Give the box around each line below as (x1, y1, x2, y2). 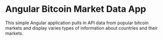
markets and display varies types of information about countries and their (5, 25, 158, 31)
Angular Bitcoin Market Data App (5, 3, 146, 15)
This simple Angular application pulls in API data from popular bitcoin (5, 20, 149, 26)
